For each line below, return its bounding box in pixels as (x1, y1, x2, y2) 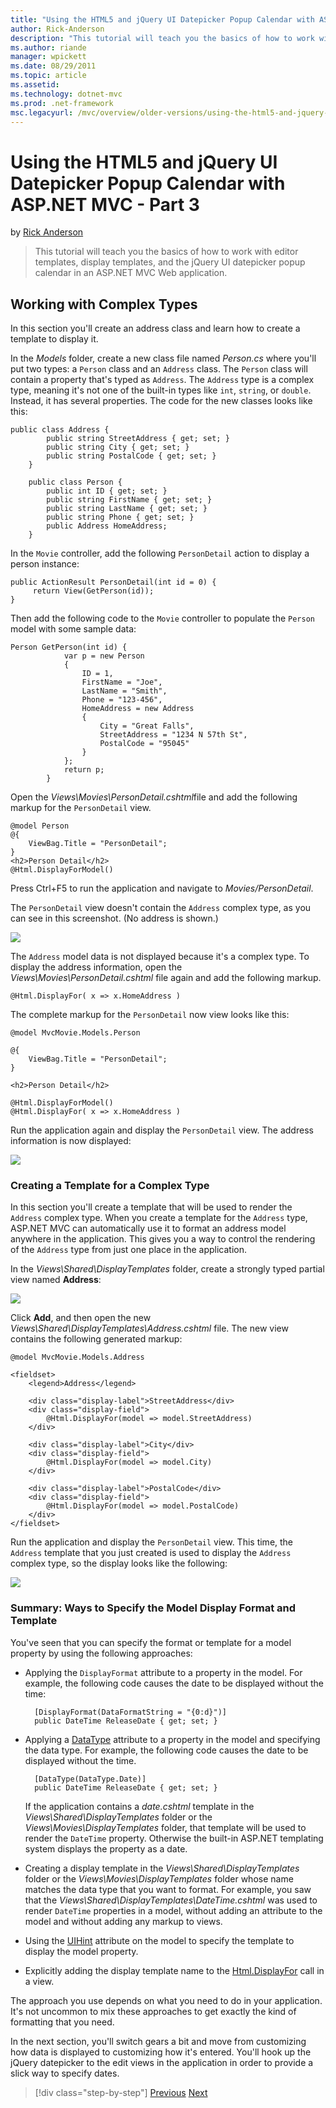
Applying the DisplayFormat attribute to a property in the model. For (24, 1666, 303, 1678)
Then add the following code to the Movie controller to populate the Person (10, 612, 315, 625)
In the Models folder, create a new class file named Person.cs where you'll (10, 352, 317, 365)
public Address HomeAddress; (46, 521, 168, 531)
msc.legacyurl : (10, 107, 74, 118)
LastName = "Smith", (81, 686, 168, 696)
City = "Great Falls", (99, 721, 195, 731)
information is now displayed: (10, 1135, 132, 1147)
